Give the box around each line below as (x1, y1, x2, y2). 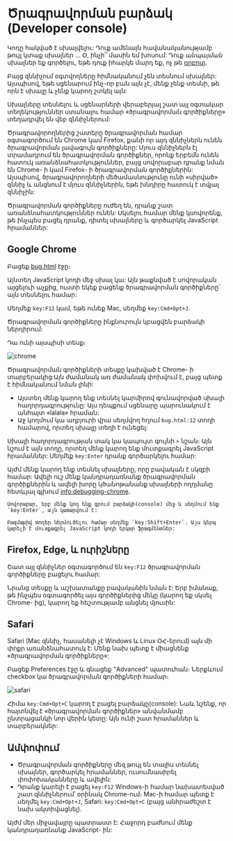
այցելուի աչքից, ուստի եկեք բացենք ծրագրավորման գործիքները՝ (7, 283, 220, 291)
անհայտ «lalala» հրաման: (17, 408, 99, 417)
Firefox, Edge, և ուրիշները (7, 544, 130, 556)
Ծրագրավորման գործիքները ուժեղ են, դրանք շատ (7, 201, 173, 209)
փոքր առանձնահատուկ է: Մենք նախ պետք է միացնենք (7, 644, 189, 653)
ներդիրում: (7, 325, 43, 333)
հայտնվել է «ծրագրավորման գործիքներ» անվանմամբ (7, 707, 184, 716)
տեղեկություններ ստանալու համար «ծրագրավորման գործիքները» (7, 107, 226, 116)
